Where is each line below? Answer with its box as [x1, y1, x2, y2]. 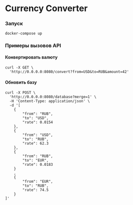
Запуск [5, 20, 23, 27]
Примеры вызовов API [5, 42, 62, 49]
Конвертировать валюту [5, 54, 58, 60]
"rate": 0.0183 [22, 162, 53, 167]
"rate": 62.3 [22, 141, 49, 146]
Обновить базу [5, 79, 37, 85]
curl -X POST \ [5, 90, 36, 95]
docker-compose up [5, 31, 42, 36]
